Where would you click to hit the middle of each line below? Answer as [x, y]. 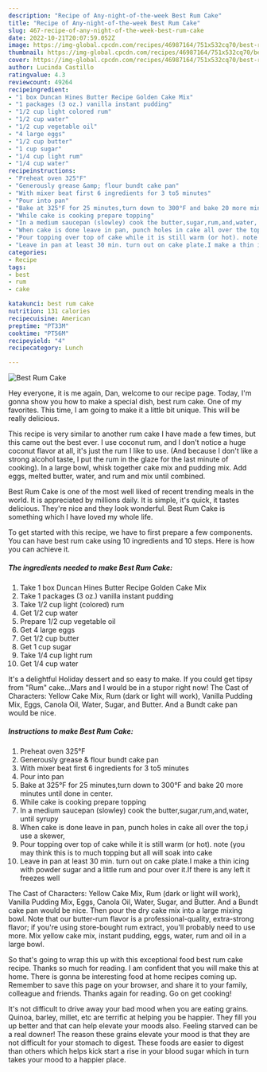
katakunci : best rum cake [51, 304]
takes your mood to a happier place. [68, 1060]
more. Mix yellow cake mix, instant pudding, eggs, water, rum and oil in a [127, 936]
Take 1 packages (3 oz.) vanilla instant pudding [97, 596]
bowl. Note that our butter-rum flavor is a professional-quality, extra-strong [131, 919]
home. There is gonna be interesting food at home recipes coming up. [122, 976]
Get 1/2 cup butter [49, 638]
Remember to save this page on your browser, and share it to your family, [128, 985]
